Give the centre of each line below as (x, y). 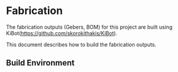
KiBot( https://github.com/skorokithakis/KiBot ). (62, 33)
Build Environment (40, 63)
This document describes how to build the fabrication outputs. (81, 44)
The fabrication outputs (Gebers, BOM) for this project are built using (89, 27)
